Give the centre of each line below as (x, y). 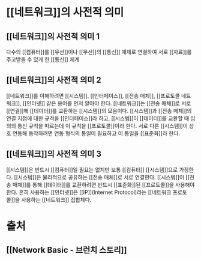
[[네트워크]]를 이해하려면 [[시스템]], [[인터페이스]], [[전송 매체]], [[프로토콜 (93, 95)
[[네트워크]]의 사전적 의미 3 (54, 154)
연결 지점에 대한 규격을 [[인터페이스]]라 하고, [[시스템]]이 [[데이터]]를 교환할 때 (98, 118)
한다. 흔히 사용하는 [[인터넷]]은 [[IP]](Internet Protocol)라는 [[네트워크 (89, 192)
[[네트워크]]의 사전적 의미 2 (54, 80)
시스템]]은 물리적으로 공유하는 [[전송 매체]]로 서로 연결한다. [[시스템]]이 (101, 177)
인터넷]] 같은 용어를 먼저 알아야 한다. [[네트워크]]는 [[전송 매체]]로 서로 (109, 103)
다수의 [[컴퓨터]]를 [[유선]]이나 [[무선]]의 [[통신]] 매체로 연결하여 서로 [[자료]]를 (99, 52)
